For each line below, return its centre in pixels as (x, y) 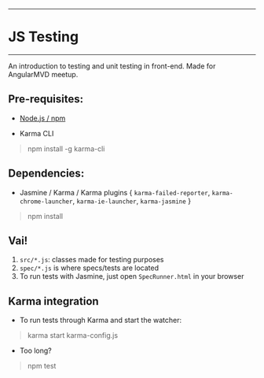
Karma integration (54, 301)
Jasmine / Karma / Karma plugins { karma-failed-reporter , (115, 192)
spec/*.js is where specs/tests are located (89, 268)
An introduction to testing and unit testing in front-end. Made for (112, 66)
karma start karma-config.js (73, 335)
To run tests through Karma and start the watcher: (101, 321)
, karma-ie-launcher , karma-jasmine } (132, 201)
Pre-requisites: (46, 99)
